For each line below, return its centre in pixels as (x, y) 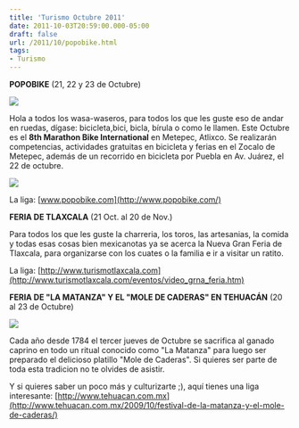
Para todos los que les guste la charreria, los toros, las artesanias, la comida (149, 234)
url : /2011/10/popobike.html (63, 42)
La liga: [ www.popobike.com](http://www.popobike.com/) (115, 200)
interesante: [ (33, 396)
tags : (19, 51)
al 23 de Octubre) (42, 307)
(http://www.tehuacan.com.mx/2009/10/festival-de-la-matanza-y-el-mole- (147, 405)
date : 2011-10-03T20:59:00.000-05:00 (79, 26)
